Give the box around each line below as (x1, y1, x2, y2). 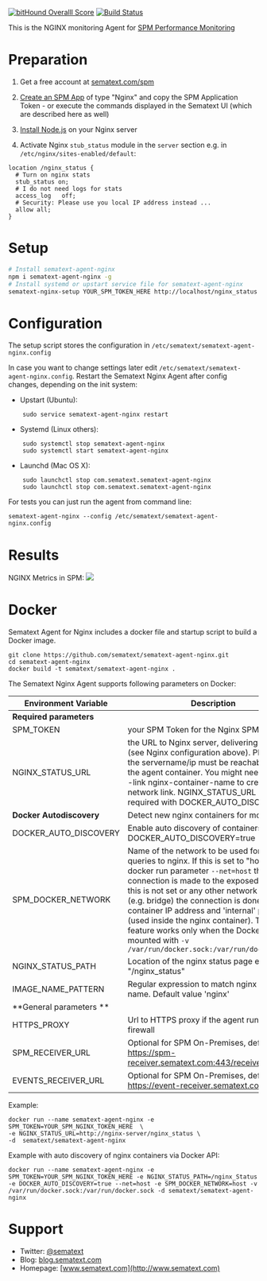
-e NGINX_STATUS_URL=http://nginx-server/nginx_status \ (8, 1130, 201, 1138)
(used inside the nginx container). (127, 915, 253, 926)
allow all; (15, 205, 52, 214)
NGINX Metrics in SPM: (8, 573, 85, 583)
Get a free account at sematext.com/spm (19, 76, 155, 87)
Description (190, 698, 236, 709)
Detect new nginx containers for (127, 809, 248, 821)
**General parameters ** (12, 1002, 110, 1013)
